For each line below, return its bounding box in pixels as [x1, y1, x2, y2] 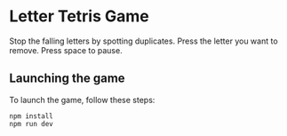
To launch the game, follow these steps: [9, 94, 155, 105]
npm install [9, 111, 53, 121]
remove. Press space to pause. [9, 44, 123, 55]
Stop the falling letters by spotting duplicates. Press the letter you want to [9, 36, 278, 46]
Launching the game [9, 71, 126, 86]
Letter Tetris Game [9, 6, 149, 27]
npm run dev [9, 119, 53, 128]
